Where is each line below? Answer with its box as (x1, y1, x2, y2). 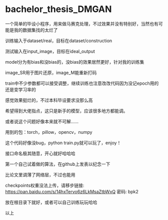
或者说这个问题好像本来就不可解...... (5, 118, 79, 124)
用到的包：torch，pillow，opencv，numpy (5, 129, 92, 135)
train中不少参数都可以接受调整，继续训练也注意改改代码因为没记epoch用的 (5, 80, 159, 86)
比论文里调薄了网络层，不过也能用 (5, 171, 75, 177)
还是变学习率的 (5, 86, 36, 92)
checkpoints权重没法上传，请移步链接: (5, 182, 84, 188)
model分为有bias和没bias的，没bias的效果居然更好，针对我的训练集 (5, 59, 144, 65)
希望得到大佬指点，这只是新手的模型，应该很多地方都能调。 (5, 108, 128, 114)
